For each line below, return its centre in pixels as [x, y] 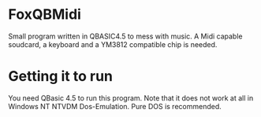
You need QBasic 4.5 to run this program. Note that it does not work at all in [131, 98]
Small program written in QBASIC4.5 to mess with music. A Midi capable [125, 36]
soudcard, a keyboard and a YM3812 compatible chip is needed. [113, 44]
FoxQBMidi [45, 15]
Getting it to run [60, 77]
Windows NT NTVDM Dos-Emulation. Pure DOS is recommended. [115, 106]
